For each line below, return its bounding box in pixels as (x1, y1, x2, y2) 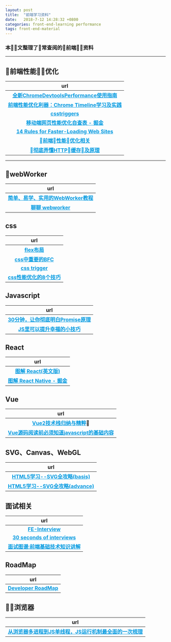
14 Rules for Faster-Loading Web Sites (16, 128, 113, 135)
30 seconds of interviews (12, 533, 76, 541)
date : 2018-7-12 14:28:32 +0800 (5, 17, 79, 22)
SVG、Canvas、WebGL (5, 448, 81, 457)
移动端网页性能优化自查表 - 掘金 (26, 119, 104, 126)
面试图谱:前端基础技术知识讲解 (8, 543, 81, 550)
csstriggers (50, 110, 79, 117)
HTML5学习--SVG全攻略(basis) (12, 473, 91, 480)
